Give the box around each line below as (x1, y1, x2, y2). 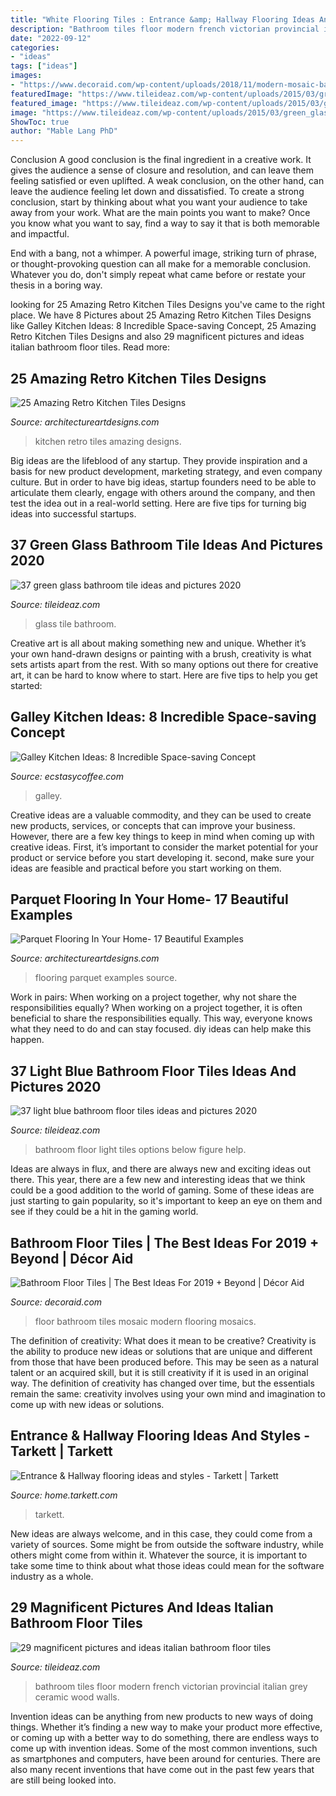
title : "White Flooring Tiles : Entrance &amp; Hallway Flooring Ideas (10, 14, 315, 25)
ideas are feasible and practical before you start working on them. (10, 862, 282, 874)
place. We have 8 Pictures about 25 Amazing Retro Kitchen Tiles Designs (10, 309, 312, 321)
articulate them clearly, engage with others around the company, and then (10, 486, 316, 498)
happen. (10, 1034, 45, 1046)
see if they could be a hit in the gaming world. (10, 1206, 199, 1218)
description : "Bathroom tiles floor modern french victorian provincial (10, 24, 320, 34)
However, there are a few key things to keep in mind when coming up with (10, 830, 315, 842)
